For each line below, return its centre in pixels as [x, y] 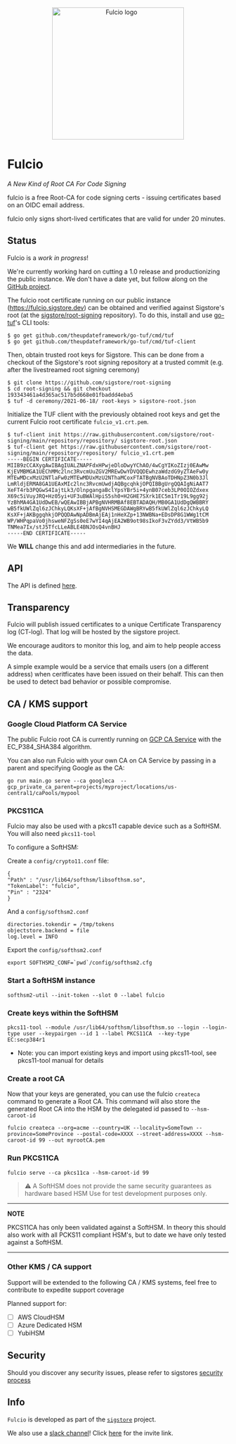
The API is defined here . [42, 585]
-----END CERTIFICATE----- [47, 533]
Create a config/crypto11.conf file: [58, 861]
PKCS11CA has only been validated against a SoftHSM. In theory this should [117, 1227]
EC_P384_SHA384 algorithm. [50, 747]
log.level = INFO [33, 937]
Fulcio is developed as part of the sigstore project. [82, 1419]
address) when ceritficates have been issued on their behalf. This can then [116, 674]
